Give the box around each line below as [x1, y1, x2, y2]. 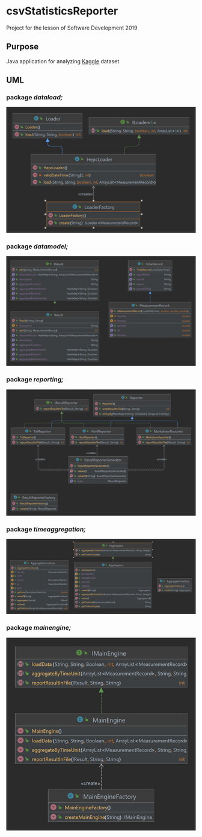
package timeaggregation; [6, 525, 86, 533]
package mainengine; [6, 624, 72, 632]
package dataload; [6, 93, 63, 102]
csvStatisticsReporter [6, 4, 118, 18]
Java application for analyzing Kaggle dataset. [6, 57, 121, 64]
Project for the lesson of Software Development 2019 [6, 24, 138, 31]
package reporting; [6, 375, 64, 384]
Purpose [6, 42, 39, 52]
